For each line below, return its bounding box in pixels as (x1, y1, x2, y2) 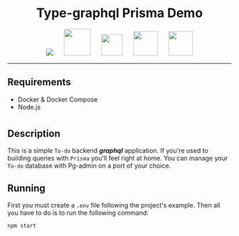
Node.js (17, 102, 41, 111)
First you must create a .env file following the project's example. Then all (7, 201, 221, 210)
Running (7, 182, 46, 194)
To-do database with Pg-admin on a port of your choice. (7, 161, 171, 170)
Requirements (7, 76, 71, 88)
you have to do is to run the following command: (7, 208, 149, 218)
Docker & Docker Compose (17, 95, 98, 104)
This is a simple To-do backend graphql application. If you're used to (7, 146, 208, 155)
